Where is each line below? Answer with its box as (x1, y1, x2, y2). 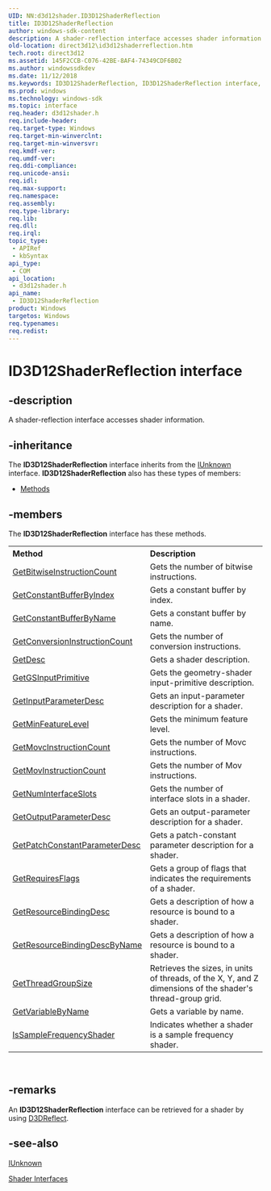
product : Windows (8, 304, 67, 312)
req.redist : (8, 327, 48, 335)
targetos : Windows (8, 311, 70, 320)
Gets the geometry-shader (149, 667, 252, 678)
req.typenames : (8, 320, 60, 328)
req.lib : (8, 215, 38, 223)
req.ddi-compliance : (8, 162, 78, 170)
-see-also (8, 1137, 59, 1151)
